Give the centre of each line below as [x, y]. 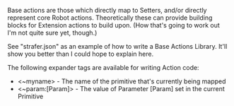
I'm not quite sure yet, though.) [52, 33]
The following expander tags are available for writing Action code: [103, 67]
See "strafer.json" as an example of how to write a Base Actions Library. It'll [117, 46]
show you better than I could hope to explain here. [81, 54]
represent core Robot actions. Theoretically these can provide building [110, 18]
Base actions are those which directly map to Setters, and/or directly [107, 10]
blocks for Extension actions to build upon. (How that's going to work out [114, 25]
